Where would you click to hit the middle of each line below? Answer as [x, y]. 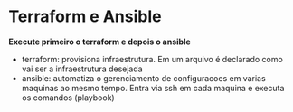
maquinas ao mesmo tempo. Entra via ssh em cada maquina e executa [153, 88]
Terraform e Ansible [85, 17]
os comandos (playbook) [68, 98]
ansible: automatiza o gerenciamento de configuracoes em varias [143, 78]
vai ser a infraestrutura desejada [82, 69]
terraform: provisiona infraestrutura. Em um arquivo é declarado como [152, 59]
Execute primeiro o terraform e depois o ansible [99, 42]
